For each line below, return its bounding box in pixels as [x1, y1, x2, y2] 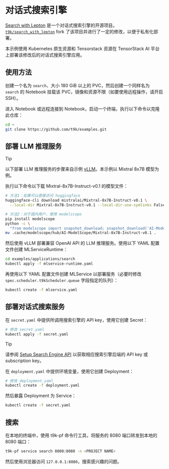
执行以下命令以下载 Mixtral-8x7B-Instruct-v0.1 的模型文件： [5, 183, 128, 189]
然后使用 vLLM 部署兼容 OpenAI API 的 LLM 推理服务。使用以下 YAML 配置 [5, 240, 160, 246]
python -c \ [5, 221, 30, 226]
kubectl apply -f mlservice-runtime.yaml [5, 261, 94, 266]
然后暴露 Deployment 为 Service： [5, 393, 76, 399]
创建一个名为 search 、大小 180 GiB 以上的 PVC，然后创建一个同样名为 [5, 82, 150, 88]
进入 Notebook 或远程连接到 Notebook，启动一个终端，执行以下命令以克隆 [5, 105, 160, 111]
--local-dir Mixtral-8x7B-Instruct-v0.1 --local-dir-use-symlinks [10, 203, 152, 208]
